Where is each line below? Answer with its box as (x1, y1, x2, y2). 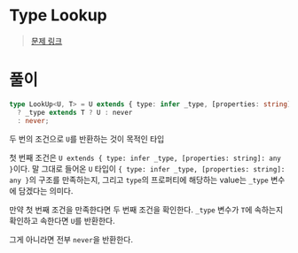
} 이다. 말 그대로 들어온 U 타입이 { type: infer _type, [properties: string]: (9, 163, 286, 173)
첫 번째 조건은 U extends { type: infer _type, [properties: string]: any (9, 152, 281, 163)
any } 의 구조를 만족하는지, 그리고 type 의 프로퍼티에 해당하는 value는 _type (9, 174, 269, 185)
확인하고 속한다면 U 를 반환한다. (9, 215, 115, 226)
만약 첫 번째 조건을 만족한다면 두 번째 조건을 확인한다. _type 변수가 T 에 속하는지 (9, 204, 284, 215)
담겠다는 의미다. (18, 185, 74, 195)
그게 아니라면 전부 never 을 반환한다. (9, 234, 134, 244)
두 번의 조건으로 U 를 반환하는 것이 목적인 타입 (9, 134, 165, 144)
